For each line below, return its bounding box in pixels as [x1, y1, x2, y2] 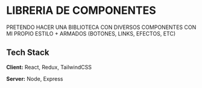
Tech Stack [6, 48, 49, 58]
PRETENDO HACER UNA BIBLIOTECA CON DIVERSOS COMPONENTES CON [6, 24, 197, 31]
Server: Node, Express [6, 75, 63, 82]
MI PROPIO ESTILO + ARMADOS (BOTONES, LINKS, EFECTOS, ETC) [6, 30, 176, 37]
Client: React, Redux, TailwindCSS [6, 63, 92, 71]
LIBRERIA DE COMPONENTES [6, 4, 157, 17]
